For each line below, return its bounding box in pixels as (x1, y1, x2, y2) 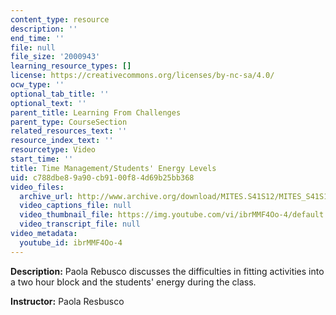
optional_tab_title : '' (10, 89, 110, 99)
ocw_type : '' (10, 80, 65, 90)
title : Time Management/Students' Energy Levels (10, 163, 217, 173)
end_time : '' (10, 33, 65, 43)
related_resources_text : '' (10, 126, 128, 136)
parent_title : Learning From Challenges (10, 107, 182, 118)
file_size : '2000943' (10, 52, 101, 62)
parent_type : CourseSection (10, 117, 128, 127)
